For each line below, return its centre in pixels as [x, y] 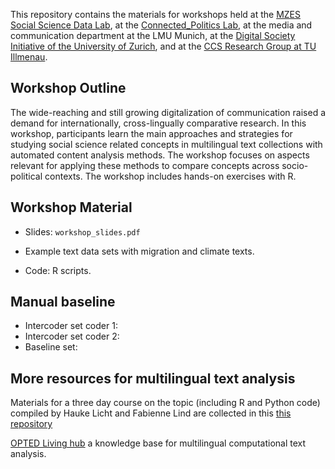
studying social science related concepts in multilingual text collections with [166, 144]
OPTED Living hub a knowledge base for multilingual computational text [158, 443]
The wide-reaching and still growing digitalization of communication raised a [168, 112]
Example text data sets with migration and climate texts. [139, 251]
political [26, 176]
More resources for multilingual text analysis [153, 378]
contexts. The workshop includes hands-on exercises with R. [170, 176]
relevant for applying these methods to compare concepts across [145, 165]
